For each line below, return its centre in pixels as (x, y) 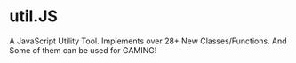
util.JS (33, 16)
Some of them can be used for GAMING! (83, 50)
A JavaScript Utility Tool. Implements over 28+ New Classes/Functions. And (148, 41)
